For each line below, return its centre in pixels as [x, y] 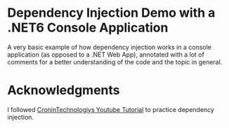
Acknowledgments [64, 91]
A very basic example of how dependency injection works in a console [110, 47]
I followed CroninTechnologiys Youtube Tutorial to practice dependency [111, 109]
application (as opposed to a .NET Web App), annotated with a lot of [106, 55]
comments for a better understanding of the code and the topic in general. [115, 62]
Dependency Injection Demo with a [111, 13]
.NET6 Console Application [88, 28]
